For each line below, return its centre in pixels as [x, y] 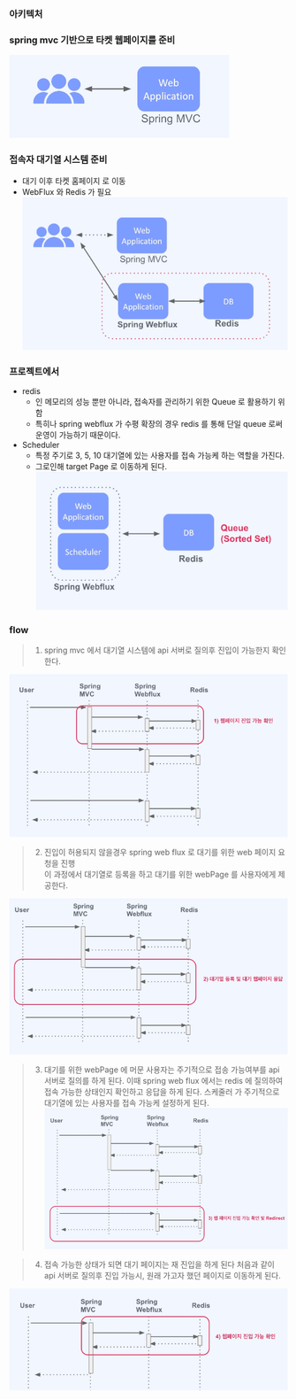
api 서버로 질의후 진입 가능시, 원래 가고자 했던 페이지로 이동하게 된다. [162, 1275]
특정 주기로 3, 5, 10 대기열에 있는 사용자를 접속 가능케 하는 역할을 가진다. [160, 456]
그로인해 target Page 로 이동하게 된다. [101, 467]
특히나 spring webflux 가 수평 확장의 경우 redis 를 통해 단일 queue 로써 [159, 424]
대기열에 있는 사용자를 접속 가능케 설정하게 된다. [126, 1102]
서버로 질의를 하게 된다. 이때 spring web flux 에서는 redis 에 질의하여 [163, 1080]
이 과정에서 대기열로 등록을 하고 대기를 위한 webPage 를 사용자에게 [160, 875]
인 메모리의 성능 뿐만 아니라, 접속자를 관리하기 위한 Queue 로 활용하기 [156, 402]
